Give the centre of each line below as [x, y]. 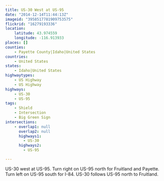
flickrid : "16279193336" [31, 24]
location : [16, 29]
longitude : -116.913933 [39, 38]
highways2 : [30, 146]
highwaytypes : [20, 75]
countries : [17, 57]
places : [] [17, 43]
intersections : [21, 122]
